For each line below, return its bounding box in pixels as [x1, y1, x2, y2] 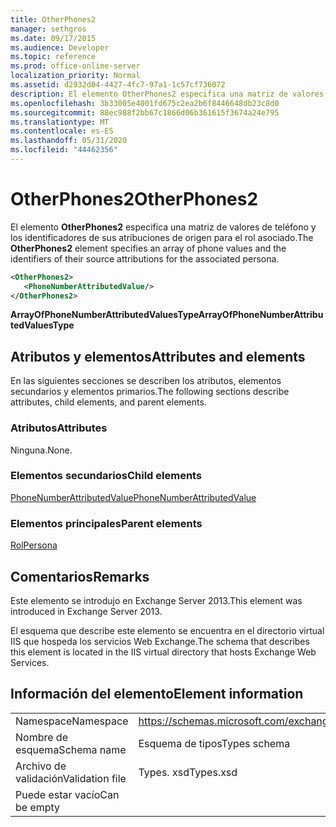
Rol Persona [10, 539, 58, 551]
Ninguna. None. [10, 444, 73, 456]
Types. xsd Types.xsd [138, 765, 238, 779]
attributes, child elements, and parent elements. [10, 396, 207, 408]
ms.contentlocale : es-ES [10, 126, 114, 136]
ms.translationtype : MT [10, 117, 110, 127]
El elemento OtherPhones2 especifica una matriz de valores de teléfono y [10, 221, 317, 233]
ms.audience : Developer [10, 42, 110, 53]
